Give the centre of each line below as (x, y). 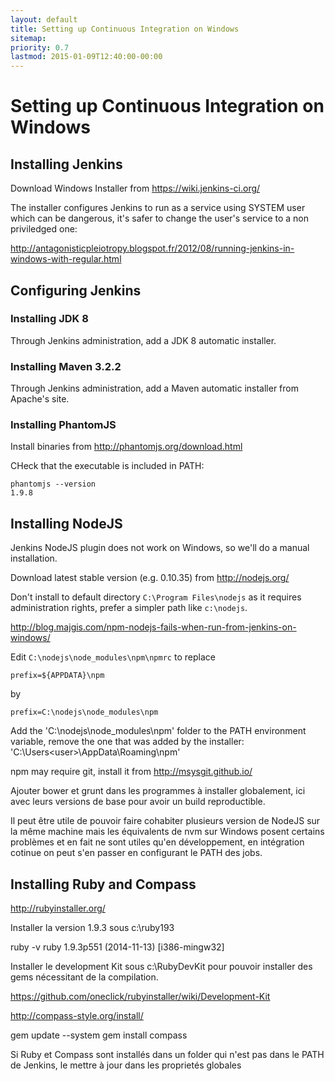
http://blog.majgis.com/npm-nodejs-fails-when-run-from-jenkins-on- (153, 627)
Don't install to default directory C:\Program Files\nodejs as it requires (156, 597)
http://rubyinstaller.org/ (58, 908)
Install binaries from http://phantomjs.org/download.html (126, 447)
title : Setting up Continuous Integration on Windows (125, 29)
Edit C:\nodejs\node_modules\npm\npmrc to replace (113, 657)
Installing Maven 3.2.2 (66, 366)
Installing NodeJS (66, 523)
